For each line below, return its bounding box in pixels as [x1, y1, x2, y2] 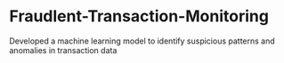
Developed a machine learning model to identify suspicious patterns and [9, 35, 276, 46]
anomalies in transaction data [9, 44, 118, 55]
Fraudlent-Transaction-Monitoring [9, 6, 270, 27]
